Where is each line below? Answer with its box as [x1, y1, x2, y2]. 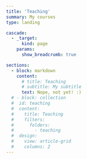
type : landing [6, 19, 41, 25]
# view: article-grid [11, 139, 71, 144]
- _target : [11, 36, 38, 42]
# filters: [11, 116, 45, 123]
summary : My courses [6, 14, 56, 20]
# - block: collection [11, 95, 66, 101]
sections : [6, 62, 30, 68]
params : [16, 46, 35, 53]
